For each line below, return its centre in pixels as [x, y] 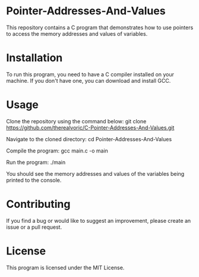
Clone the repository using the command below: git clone [76, 121]
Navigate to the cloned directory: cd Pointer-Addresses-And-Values [89, 139]
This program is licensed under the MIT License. [65, 267]
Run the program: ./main [36, 162]
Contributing [38, 204]
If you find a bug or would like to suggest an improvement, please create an [99, 220]
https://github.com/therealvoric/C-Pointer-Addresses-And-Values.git [90, 127]
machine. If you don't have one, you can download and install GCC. [89, 80]
